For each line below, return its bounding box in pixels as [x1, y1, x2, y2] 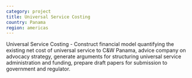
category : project [6, 8, 51, 15]
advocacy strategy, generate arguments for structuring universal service [6, 53, 181, 60]
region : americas [6, 24, 49, 31]
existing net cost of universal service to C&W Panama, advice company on [6, 47, 186, 54]
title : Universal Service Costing [6, 14, 91, 20]
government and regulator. [6, 65, 70, 73]
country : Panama [6, 19, 46, 25]
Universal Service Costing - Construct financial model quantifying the [6, 41, 174, 48]
